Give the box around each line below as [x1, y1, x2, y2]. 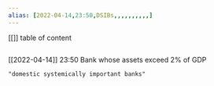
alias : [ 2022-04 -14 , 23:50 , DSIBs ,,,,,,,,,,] [8, 11, 153, 20]
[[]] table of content [8, 33, 72, 42]
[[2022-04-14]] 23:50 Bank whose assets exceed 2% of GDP [8, 55, 207, 64]
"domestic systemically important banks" [8, 70, 146, 78]
